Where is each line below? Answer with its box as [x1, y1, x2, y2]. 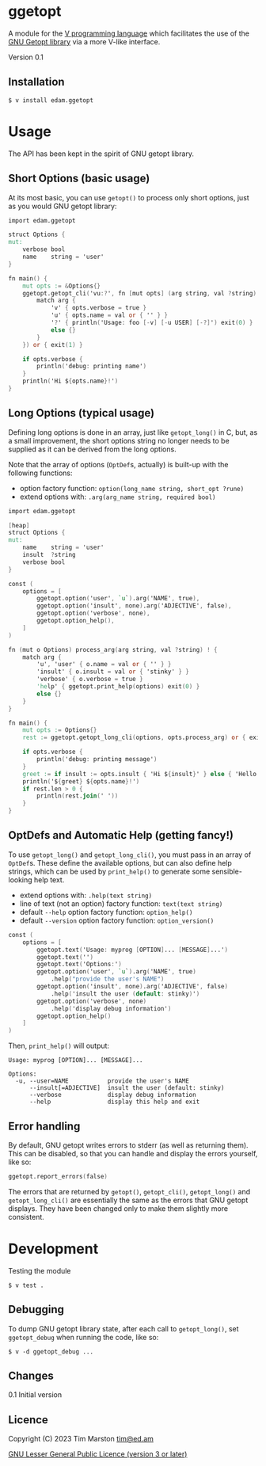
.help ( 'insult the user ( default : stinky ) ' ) [50, 989, 200, 998]
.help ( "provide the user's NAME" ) [50, 975, 165, 984]
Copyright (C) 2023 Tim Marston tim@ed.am [8, 1434, 154, 1444]
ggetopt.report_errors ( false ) [8, 1172, 108, 1180]
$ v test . [8, 1281, 44, 1289]
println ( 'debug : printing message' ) [36, 756, 158, 763]
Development [8, 1240, 99, 1258]
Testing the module [8, 1266, 71, 1275]
